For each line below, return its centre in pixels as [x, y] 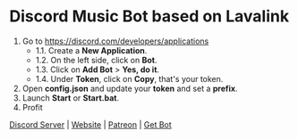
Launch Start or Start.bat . [71, 98]
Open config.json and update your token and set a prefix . [130, 88]
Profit [32, 107]
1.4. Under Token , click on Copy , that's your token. [129, 78]
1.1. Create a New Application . [91, 50]
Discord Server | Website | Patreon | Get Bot [90, 124]
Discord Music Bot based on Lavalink [149, 16]
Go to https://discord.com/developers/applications [115, 41]
